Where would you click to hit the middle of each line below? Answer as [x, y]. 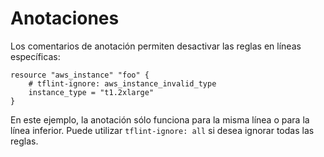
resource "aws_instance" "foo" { [80, 75]
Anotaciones [65, 18]
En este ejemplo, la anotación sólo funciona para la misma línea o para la [160, 119]
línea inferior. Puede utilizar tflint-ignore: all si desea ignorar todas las [162, 130]
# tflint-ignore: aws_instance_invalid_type [122, 83]
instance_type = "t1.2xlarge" [91, 92]
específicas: [35, 56]
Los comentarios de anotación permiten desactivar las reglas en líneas [156, 46]
